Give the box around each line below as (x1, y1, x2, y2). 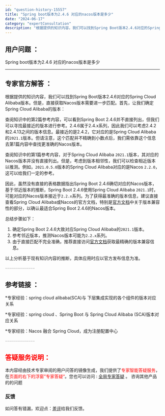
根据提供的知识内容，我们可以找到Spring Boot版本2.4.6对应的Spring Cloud (5, 93, 156, 99)
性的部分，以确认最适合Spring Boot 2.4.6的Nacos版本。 (5, 205, 118, 211)
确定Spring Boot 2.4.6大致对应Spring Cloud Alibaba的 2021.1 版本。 (12, 226, 147, 232)
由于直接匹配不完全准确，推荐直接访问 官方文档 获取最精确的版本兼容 (12, 238, 150, 244)
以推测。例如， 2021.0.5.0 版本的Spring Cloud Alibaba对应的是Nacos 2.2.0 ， (5, 164, 160, 170)
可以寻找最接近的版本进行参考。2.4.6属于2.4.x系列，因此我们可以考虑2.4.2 (5, 122, 157, 128)
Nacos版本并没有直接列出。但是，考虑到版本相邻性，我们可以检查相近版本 (5, 157, 156, 163)
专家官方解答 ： (5, 79, 52, 88)
